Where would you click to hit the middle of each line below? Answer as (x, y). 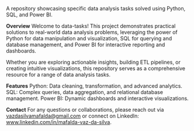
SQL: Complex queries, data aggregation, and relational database (85, 92)
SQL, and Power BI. (29, 15)
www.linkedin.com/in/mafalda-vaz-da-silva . (59, 122)
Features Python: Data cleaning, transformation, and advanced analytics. (94, 86)
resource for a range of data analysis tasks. (58, 75)
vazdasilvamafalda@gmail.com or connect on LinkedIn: (72, 116)
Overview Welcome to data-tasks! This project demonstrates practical (91, 26)
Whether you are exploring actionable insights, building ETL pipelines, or (93, 62)
